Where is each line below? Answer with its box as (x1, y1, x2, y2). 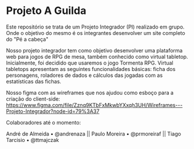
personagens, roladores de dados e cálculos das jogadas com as (6, 72, 163, 79)
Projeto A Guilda (6, 4, 86, 17)
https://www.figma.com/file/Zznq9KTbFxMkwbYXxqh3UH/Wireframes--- (6, 101, 183, 108)
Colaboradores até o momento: (6, 119, 81, 126)
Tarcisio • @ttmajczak (6, 136, 60, 143)
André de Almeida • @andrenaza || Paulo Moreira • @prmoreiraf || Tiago (6, 130, 181, 137)
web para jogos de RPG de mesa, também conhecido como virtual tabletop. (6, 53, 188, 60)
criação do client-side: (6, 95, 60, 102)
